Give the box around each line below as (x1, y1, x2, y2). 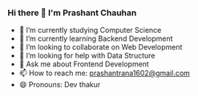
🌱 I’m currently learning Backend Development (18, 34, 173, 43)
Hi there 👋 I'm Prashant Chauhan (7, 7, 137, 18)
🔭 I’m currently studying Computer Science (18, 26, 162, 35)
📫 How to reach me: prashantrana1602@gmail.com (18, 68, 190, 78)
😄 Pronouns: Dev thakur (18, 80, 101, 90)
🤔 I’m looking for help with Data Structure (18, 51, 156, 61)
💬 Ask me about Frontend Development (18, 59, 149, 69)
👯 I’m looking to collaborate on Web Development (18, 42, 183, 52)
